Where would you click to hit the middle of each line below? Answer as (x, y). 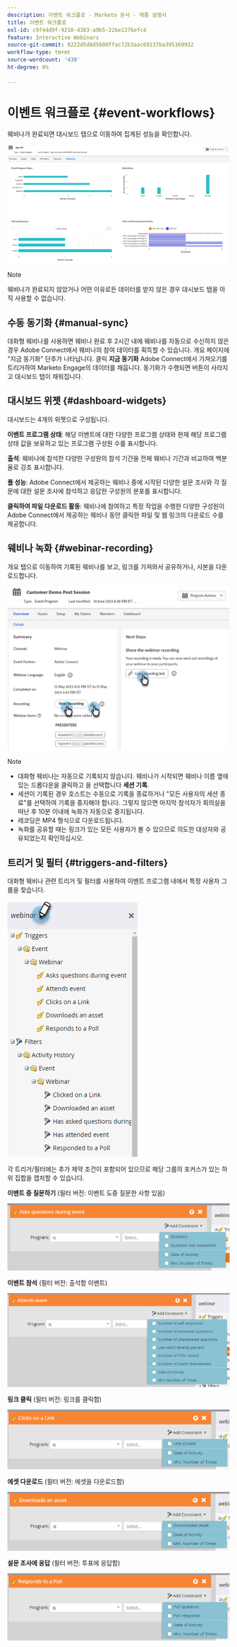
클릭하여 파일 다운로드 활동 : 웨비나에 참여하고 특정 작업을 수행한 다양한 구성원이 (116, 506)
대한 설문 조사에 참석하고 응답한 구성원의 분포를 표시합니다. (101, 491)
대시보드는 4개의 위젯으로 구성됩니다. (58, 419)
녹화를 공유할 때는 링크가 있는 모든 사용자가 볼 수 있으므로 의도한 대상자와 (118, 829)
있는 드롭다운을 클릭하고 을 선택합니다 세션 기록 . (83, 785)
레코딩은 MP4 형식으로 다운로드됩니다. (71, 821)
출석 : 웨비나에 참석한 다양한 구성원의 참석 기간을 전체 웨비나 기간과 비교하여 (111, 458)
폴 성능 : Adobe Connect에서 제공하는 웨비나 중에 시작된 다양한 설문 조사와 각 (114, 482)
